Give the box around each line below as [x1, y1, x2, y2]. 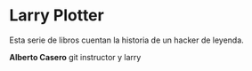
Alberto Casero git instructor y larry [9, 51, 142, 62]
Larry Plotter [9, 5, 104, 26]
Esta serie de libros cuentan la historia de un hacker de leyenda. [9, 35, 245, 45]
